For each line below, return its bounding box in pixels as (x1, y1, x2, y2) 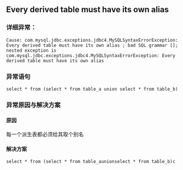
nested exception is (6, 47, 57, 54)
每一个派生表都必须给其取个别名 (6, 131, 84, 138)
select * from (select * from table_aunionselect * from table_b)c (6, 159, 176, 165)
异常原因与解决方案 (6, 101, 61, 109)
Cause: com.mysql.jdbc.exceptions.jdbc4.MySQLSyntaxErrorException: (6, 37, 178, 43)
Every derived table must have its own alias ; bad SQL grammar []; (6, 42, 178, 48)
